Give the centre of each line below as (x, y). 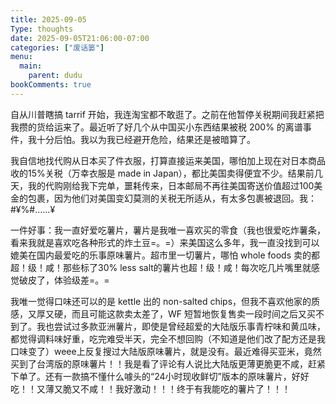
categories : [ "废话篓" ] (57, 47)
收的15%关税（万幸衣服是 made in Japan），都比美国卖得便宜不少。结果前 (162, 173)
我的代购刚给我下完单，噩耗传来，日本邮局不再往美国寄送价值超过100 (171, 185)
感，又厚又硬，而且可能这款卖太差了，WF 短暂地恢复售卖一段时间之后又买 (163, 313)
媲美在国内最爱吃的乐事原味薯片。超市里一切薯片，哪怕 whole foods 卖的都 (165, 255)
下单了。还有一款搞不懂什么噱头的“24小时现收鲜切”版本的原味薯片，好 (155, 376)
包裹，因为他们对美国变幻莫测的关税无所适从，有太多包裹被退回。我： (172, 198)
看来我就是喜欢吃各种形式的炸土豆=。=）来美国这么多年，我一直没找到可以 (165, 242)
